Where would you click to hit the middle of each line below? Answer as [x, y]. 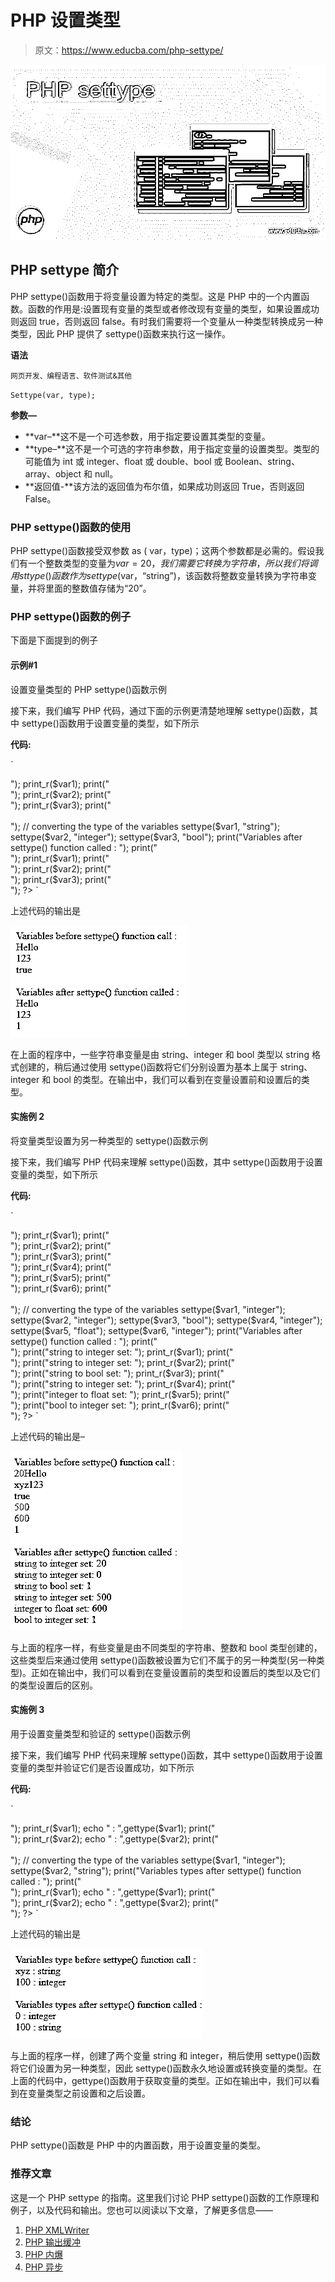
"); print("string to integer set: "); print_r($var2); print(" [123, 1362]
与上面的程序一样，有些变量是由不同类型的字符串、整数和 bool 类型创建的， [166, 1647]
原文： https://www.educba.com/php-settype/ [129, 50]
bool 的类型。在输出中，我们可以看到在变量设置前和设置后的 [177, 1079]
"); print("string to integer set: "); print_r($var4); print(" [123, 1383]
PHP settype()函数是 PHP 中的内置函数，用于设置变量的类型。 [138, 2145]
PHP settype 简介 [65, 270]
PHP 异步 [44, 2267]
